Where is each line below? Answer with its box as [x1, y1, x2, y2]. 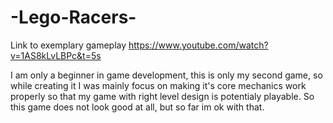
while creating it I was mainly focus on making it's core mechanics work [10, 79, 307, 91]
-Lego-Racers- [10, 6, 137, 29]
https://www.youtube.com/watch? [128, 39, 269, 51]
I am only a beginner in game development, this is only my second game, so [10, 69, 323, 81]
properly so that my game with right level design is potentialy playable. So [10, 90, 315, 102]
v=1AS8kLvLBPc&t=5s [10, 49, 102, 61]
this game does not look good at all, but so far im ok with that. [10, 101, 265, 113]
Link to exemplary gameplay [10, 39, 127, 51]
